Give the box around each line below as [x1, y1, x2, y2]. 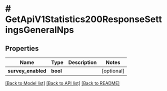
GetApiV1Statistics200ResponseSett [5, 13, 162, 25]
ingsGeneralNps [5, 24, 74, 35]
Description [68, 59, 97, 65]
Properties [5, 44, 39, 52]
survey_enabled [7, 67, 46, 74]
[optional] [101, 67, 125, 74]
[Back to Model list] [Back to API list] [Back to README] [5, 80, 120, 86]
